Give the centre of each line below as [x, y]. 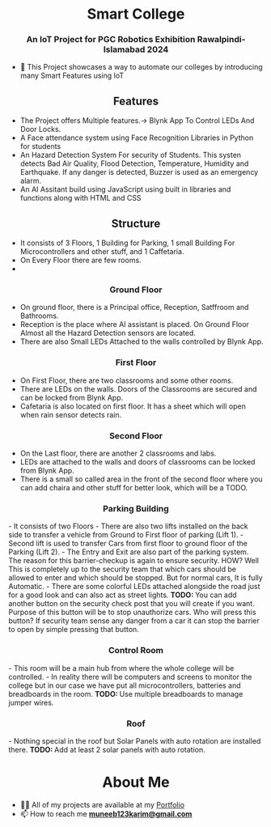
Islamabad [124, 49]
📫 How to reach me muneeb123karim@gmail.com [106, 813]
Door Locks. [40, 129]
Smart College [136, 14]
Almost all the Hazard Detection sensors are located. [108, 333]
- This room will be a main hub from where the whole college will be [121, 668]
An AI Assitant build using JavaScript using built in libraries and [125, 189]
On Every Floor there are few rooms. [80, 261]
